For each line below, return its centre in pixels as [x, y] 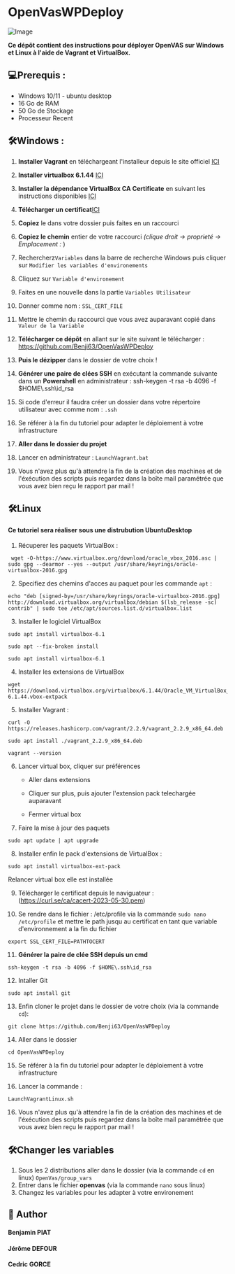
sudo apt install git [39, 993]
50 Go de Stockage [46, 111]
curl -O [19, 723]
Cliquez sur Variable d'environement [71, 278]
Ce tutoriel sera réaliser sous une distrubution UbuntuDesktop [100, 530]
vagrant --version [35, 753]
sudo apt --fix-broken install [53, 647]
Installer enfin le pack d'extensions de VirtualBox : [90, 854]
